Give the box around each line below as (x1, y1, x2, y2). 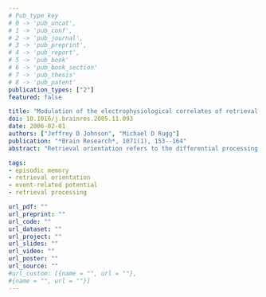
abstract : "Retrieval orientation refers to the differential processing (8, 144, 259, 152)
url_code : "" (8, 217, 52, 225)
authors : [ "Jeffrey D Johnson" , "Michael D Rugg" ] (8, 130, 180, 138)
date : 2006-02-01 (8, 123, 66, 131)
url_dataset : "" (8, 225, 62, 233)
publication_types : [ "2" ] (8, 85, 94, 94)
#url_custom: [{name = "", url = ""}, (8, 269, 137, 277)
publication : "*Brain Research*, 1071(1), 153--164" (8, 137, 187, 145)
